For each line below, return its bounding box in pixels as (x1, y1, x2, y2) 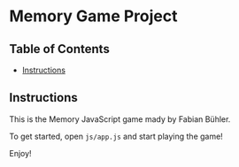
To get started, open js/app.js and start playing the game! (9, 131, 223, 141)
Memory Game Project (9, 6, 178, 27)
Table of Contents (9, 42, 111, 57)
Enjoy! (9, 148, 33, 158)
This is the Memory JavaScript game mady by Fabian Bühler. (9, 113, 231, 125)
